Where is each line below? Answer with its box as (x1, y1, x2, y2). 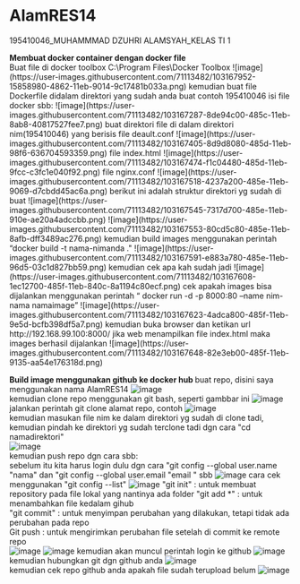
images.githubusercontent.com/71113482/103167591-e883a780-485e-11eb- (9, 252, 289, 262)
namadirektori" (9, 431, 64, 442)
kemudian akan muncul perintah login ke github (76, 545, 253, 556)
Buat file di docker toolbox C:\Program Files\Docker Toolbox (9, 62, 231, 73)
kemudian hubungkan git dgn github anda (9, 554, 164, 565)
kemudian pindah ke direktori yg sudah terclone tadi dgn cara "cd (9, 422, 251, 433)
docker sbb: (9, 99, 54, 110)
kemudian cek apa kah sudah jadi (108, 262, 232, 272)
